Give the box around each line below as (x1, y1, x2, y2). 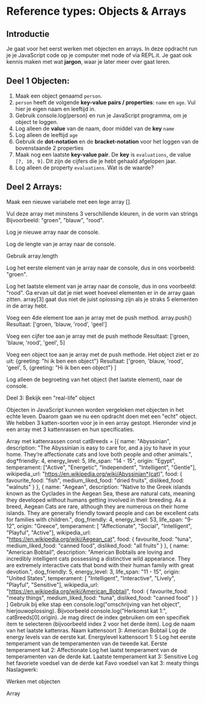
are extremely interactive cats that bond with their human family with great (6, 561, 194, 569)
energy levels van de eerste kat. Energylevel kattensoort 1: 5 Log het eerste (6, 633, 196, 640)
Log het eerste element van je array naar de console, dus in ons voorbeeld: (6, 264, 196, 271)
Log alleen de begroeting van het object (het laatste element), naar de (6, 376, 182, 383)
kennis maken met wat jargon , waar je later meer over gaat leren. (6, 58, 171, 65)
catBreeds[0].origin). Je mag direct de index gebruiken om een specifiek (6, 613, 190, 621)
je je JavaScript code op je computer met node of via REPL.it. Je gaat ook (6, 52, 192, 59)
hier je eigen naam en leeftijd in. (15, 105, 96, 112)
